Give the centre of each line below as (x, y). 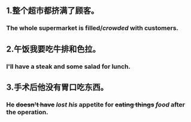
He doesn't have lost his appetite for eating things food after (96, 105)
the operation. (27, 112)
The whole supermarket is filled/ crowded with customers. (92, 28)
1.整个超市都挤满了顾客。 (53, 11)
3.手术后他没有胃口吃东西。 (57, 88)
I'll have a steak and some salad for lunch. (68, 66)
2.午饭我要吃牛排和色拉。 (53, 49)
